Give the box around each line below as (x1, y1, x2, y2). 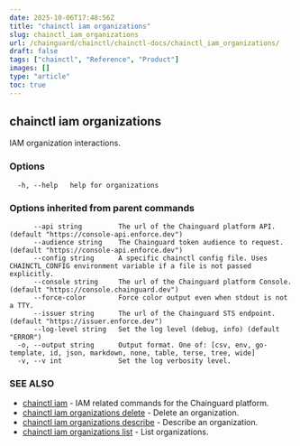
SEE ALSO (9, 376, 55, 389)
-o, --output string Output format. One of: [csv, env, (17, 340, 252, 350)
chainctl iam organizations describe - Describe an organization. (22, 417, 259, 428)
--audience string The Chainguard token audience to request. (32, 238, 284, 247)
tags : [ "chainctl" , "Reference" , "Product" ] (9, 55, 179, 64)
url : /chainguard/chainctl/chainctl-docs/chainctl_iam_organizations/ (9, 38, 280, 48)
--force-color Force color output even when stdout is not (32, 293, 288, 302)
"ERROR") (9, 333, 42, 342)
